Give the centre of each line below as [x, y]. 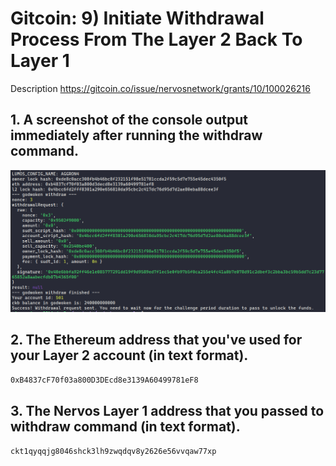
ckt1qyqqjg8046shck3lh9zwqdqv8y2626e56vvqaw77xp [113, 452]
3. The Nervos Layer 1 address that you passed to [167, 410]
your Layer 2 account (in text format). [129, 355]
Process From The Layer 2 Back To [156, 39]
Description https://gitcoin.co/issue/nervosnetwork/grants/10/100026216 [160, 88]
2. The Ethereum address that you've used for [156, 340]
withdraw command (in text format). [125, 426]
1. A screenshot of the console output [129, 120]
